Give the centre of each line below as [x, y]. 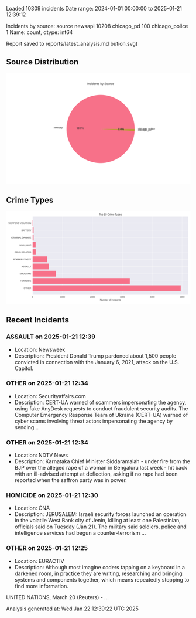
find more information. [42, 586]
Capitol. [24, 368]
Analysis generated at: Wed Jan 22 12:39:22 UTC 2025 [72, 609]
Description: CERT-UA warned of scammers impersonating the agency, [100, 402]
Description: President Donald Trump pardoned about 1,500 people [95, 356]
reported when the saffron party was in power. [71, 480]
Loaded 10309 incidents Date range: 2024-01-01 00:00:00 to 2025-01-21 [94, 9]
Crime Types [30, 200]
